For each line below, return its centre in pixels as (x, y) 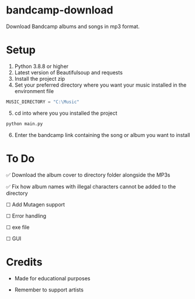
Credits (24, 262)
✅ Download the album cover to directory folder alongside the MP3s (88, 175)
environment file (34, 91)
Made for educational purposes (52, 278)
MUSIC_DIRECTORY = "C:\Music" (43, 102)
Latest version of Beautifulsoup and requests (69, 72)
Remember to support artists (49, 290)
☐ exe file (18, 227)
